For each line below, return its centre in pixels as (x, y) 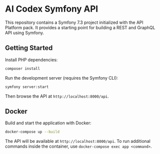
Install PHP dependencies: (31, 60)
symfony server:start (27, 87)
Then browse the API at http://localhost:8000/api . (57, 96)
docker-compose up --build (32, 132)
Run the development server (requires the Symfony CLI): (62, 78)
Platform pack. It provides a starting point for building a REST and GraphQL (80, 27)
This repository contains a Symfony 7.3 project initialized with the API (74, 22)
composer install (23, 68)
